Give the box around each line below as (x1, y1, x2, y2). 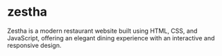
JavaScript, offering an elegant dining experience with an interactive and (7, 33, 215, 42)
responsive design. (7, 41, 62, 49)
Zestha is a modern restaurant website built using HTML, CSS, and (7, 27, 198, 35)
